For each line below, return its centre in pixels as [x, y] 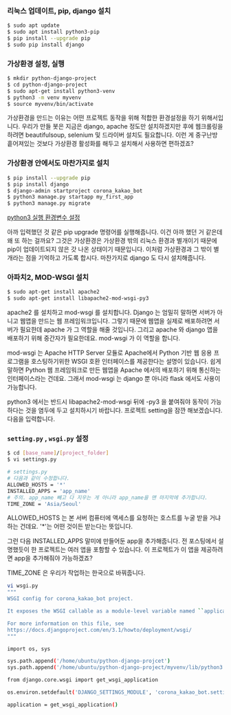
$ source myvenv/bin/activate [51, 104]
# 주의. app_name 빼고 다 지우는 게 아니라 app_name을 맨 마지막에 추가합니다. [108, 497]
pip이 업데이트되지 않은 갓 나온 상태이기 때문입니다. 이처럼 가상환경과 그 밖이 [110, 250]
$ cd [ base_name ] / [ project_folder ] [58, 453]
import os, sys [29, 649]
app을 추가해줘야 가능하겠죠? [53, 558]
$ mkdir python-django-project [52, 78]
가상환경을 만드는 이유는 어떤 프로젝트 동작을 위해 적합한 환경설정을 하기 [103, 118]
